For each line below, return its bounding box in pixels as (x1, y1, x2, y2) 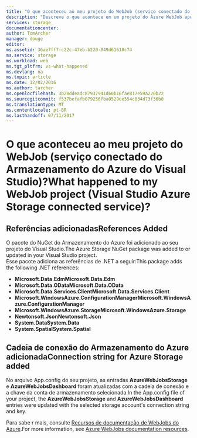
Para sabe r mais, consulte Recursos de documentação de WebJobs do (6, 419, 179, 426)
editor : (6, 42, 25, 48)
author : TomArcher (6, 31, 51, 36)
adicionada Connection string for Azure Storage (6, 352, 184, 362)
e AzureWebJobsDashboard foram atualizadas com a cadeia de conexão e (6, 383, 189, 390)
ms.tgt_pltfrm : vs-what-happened (6, 63, 88, 69)
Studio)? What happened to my (6, 175, 158, 189)
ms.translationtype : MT (6, 101, 64, 108)
